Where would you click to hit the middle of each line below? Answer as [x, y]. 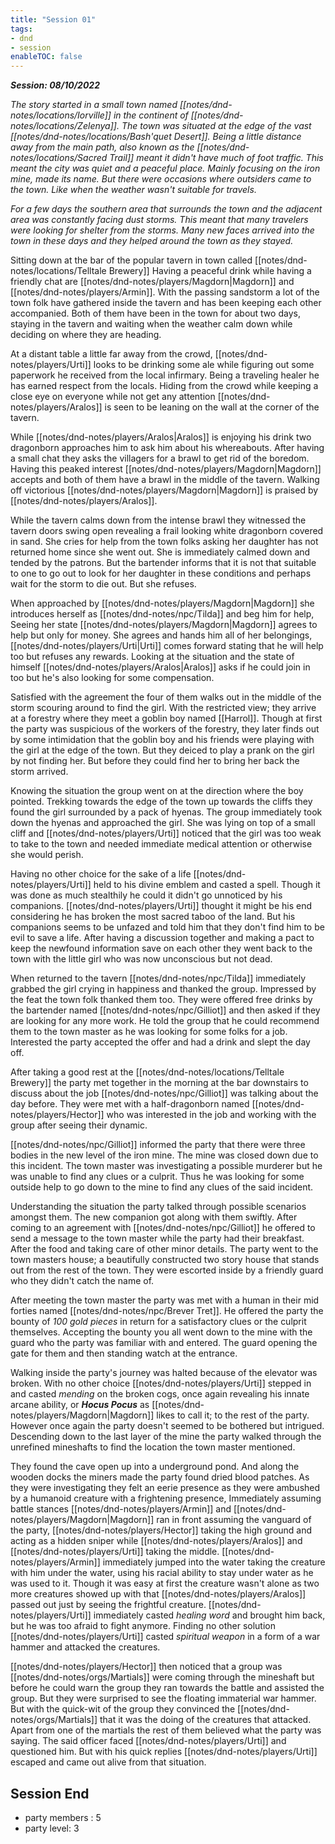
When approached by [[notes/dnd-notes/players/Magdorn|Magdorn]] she [162, 603]
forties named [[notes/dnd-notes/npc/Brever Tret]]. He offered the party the [167, 1311]
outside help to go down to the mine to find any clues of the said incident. [162, 1187]
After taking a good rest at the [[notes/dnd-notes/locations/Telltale [147, 1072]
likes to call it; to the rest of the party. [233, 1415]
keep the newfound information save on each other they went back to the [161, 948]
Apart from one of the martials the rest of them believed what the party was [166, 1730]
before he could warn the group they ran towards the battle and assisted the [167, 1688]
